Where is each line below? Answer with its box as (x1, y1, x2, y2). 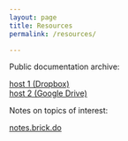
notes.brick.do (9, 122, 62, 133)
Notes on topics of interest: (9, 106, 109, 116)
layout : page (9, 12, 57, 22)
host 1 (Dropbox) (9, 79, 70, 90)
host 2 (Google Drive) (9, 88, 88, 98)
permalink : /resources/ (9, 29, 97, 38)
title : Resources (9, 21, 73, 30)
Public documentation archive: (9, 61, 120, 72)
